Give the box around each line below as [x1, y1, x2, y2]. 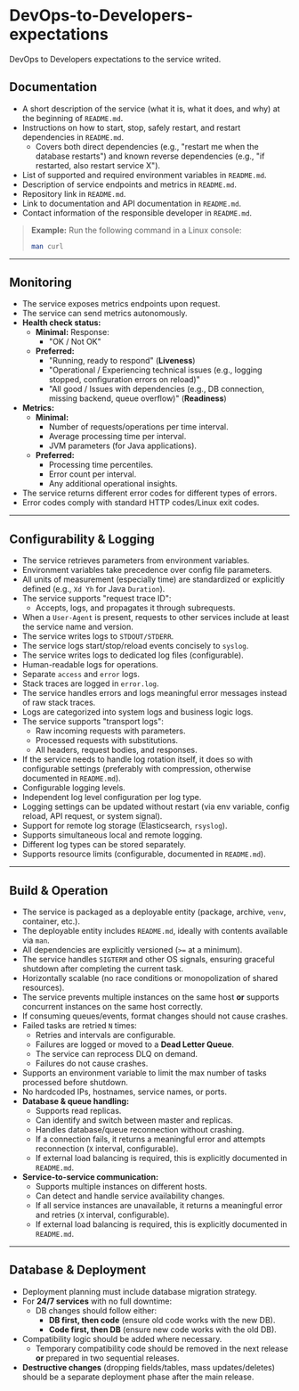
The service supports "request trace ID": [21, 593, 172, 604]
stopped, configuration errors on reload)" [48, 374, 200, 385]
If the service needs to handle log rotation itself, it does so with [21, 754, 254, 765]
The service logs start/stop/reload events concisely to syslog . [21, 641, 249, 651]
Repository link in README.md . [21, 188, 126, 199]
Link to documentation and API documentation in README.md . [21, 198, 242, 209]
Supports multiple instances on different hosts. [35, 1182, 207, 1192]
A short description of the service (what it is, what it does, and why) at [21, 103, 280, 114]
